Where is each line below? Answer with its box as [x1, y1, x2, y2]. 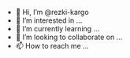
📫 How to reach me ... [15, 42, 89, 50]
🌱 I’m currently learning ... [15, 24, 100, 33]
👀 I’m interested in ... [15, 16, 83, 25]
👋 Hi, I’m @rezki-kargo [15, 8, 89, 16]
